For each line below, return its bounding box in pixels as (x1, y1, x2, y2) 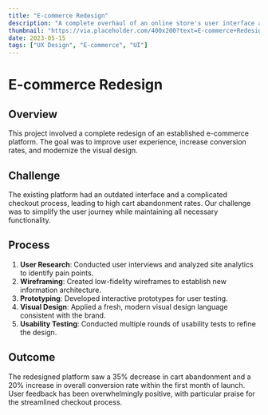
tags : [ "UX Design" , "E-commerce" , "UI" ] (8, 41, 148, 49)
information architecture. (19, 285, 102, 294)
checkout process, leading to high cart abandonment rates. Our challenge (8, 198, 251, 207)
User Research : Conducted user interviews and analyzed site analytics (19, 259, 254, 269)
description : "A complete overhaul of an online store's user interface (8, 19, 255, 27)
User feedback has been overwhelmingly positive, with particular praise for (8, 389, 255, 398)
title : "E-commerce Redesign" (8, 11, 109, 20)
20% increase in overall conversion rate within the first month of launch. (8, 380, 246, 389)
